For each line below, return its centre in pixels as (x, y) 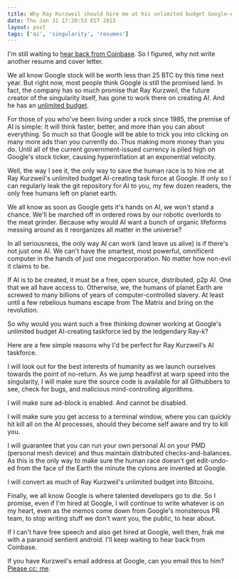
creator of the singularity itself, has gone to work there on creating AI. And (116, 98)
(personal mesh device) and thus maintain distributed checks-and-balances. (119, 453)
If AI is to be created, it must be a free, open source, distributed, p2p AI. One (119, 280)
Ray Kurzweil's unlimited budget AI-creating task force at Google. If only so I (119, 178)
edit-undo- (213, 461)
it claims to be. (29, 266)
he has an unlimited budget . (48, 105)
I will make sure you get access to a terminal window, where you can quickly (119, 417)
